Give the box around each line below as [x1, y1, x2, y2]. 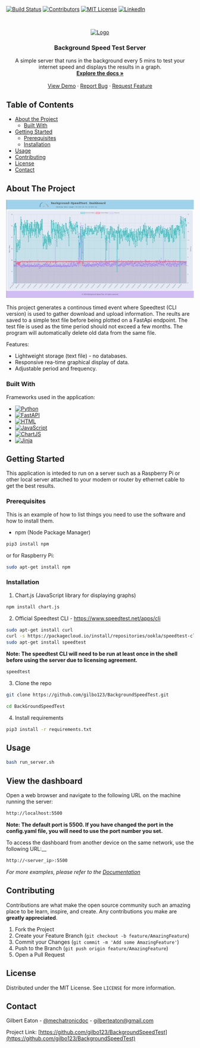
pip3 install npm [6, 541, 49, 547]
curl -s [6, 633, 26, 639]
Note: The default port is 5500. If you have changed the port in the [6, 821, 174, 828]
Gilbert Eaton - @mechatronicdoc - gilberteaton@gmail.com [6, 1017, 154, 1024]
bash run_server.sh [6, 760, 55, 766]
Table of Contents [6, 99, 74, 110]
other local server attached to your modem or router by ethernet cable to [6, 476, 185, 483]
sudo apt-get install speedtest [6, 639, 86, 646]
